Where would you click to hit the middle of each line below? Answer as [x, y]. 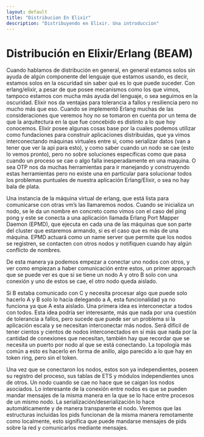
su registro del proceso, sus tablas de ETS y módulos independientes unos [100, 376]
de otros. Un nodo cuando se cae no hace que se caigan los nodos [90, 383]
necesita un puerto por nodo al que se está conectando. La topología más [99, 345]
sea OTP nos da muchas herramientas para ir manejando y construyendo [98, 167]
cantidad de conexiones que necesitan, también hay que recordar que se [98, 338]
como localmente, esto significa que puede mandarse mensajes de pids [97, 421]
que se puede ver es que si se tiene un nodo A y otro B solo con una [92, 275]
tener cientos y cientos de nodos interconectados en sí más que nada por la [102, 332]
